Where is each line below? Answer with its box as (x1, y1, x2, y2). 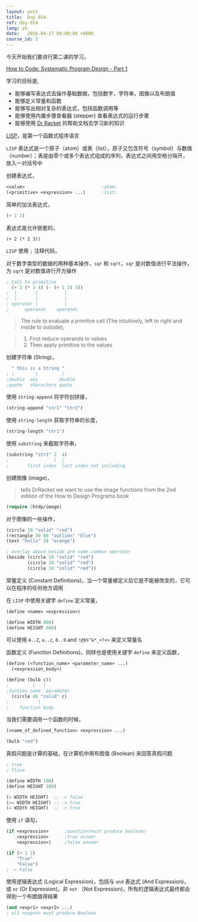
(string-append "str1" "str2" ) (6, 405, 83, 411)
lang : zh (6, 25, 28, 31)
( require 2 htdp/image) (6, 504, 62, 510)
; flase (6, 767, 25, 773)
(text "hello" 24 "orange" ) (6, 538, 76, 544)
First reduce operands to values (29, 335, 108, 342)
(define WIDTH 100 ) (6, 777, 54, 784)
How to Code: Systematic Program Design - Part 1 (6, 65, 128, 72)
